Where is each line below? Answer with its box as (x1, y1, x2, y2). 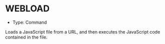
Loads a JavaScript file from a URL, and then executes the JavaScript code (5, 29, 160, 35)
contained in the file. (5, 34, 48, 40)
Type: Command (12, 19, 47, 25)
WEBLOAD (5, 3, 50, 14)
